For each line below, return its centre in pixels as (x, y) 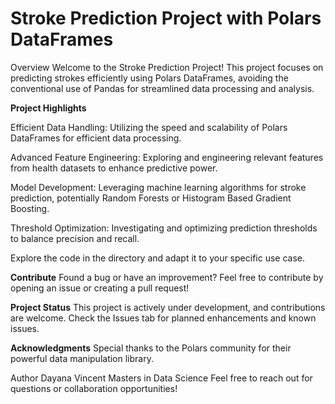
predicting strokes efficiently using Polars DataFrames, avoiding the (149, 78)
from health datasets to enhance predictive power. (114, 168)
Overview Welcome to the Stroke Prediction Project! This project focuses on (167, 67)
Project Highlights (48, 108)
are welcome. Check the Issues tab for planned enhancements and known (163, 318)
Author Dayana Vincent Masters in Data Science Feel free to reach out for (161, 378)
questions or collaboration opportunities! (94, 388)
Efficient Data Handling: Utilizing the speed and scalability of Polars (149, 127)
